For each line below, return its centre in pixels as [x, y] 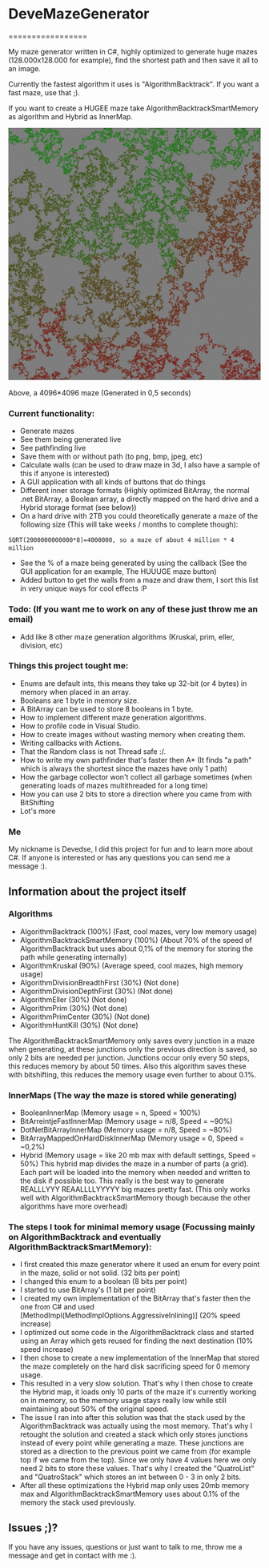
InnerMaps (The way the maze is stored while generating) [123, 1095]
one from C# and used [57, 1307]
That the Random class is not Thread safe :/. [93, 751]
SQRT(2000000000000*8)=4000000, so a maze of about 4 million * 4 [121, 540]
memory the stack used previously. [78, 1502]
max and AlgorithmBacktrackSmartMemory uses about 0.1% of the [130, 1494]
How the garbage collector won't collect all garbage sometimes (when [136, 776]
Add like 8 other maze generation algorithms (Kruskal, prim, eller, [127, 636]
